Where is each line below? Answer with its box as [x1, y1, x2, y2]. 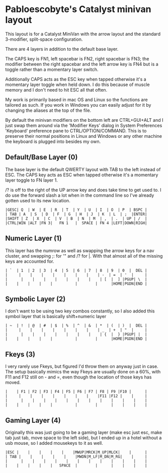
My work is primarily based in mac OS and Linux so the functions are [5, 97, 148, 103]
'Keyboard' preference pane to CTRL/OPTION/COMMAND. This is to [5, 127, 147, 134]
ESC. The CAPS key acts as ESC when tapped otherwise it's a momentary [5, 172, 158, 178]
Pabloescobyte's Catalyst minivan [5, 4, 151, 15]
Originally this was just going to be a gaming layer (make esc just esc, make [5, 429, 162, 435]
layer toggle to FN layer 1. [5, 177, 58, 183]
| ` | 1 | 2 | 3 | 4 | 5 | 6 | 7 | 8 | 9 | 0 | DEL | [5, 268, 147, 273]
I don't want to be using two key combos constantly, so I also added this [5, 308, 155, 314]
